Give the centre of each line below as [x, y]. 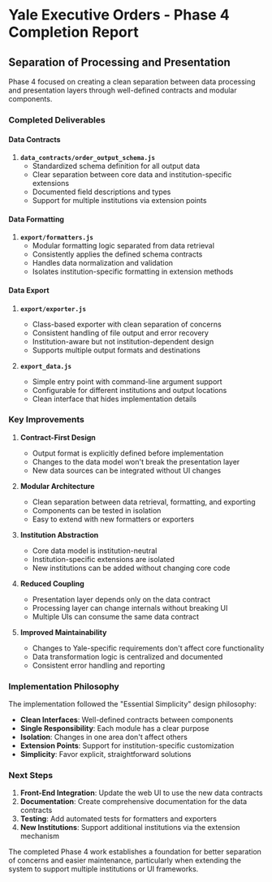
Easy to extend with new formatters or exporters [113, 519]
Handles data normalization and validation [102, 263]
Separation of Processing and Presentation [120, 62]
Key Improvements [47, 420]
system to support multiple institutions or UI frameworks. [104, 869]
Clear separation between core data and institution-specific [132, 175]
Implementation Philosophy [64, 686]
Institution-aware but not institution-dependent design [123, 341]
